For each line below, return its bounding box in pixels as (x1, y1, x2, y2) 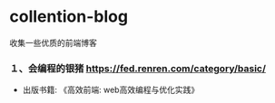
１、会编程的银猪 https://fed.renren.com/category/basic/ (9, 61, 266, 74)
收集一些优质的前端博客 (9, 37, 97, 48)
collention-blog (9, 6, 129, 27)
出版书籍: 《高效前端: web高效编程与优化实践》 (22, 84, 200, 96)
